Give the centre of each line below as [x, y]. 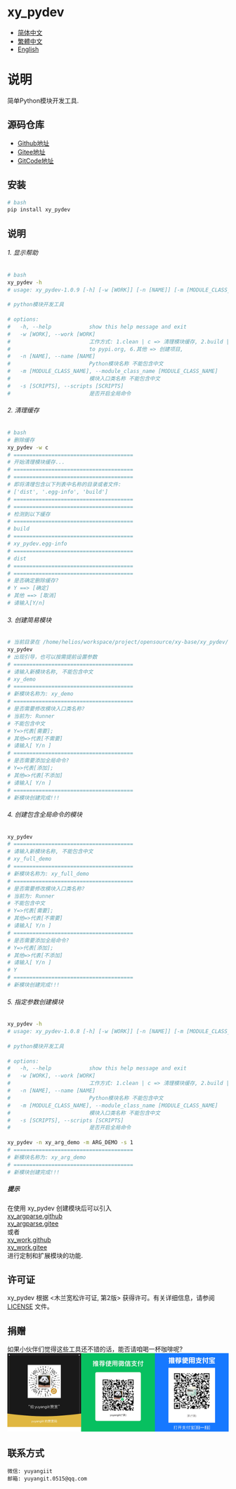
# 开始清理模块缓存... [36, 462]
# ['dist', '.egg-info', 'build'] [58, 492]
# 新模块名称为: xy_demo [40, 694]
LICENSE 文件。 [31, 1306]
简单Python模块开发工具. [43, 100]
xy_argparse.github [35, 1216]
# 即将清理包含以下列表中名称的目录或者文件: [64, 485]
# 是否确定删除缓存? [33, 581]
